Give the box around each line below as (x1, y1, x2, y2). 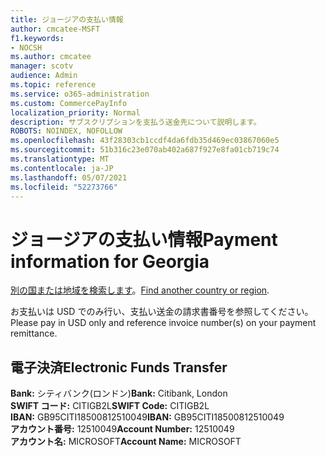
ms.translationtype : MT (10, 154, 110, 164)
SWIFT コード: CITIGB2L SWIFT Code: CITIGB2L (10, 400, 210, 412)
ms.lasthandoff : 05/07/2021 (10, 172, 128, 183)
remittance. (10, 327, 58, 340)
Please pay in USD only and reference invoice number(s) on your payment (10, 317, 317, 329)
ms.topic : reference (10, 80, 97, 90)
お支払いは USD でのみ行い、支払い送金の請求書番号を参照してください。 (10, 306, 314, 318)
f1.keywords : (10, 33, 65, 43)
